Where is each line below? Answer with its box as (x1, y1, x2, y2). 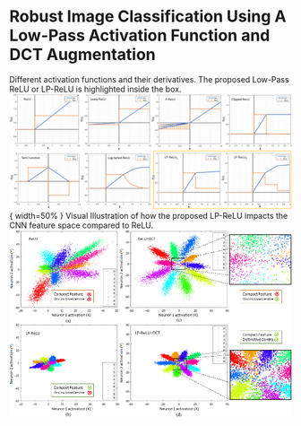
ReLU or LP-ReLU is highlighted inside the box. (9, 83, 182, 94)
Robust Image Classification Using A (9, 6, 287, 27)
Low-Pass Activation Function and (9, 25, 271, 46)
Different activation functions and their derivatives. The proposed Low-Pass (9, 74, 289, 84)
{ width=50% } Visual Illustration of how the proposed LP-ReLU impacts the (9, 210, 288, 221)
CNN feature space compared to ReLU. (9, 220, 154, 230)
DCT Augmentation (9, 45, 157, 65)
